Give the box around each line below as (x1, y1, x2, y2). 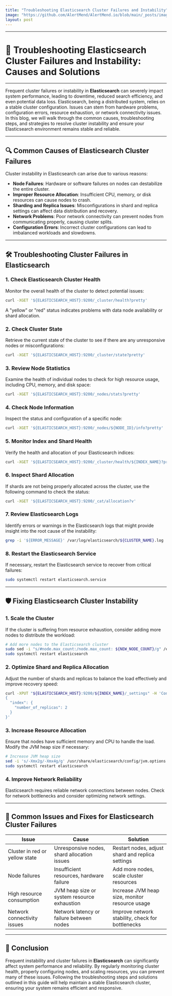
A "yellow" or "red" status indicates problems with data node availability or (5, 307, 163, 313)
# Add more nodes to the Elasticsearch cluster (5, 642, 109, 647)
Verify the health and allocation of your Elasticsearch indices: (5, 449, 135, 456)
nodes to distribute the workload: (5, 632, 75, 638)
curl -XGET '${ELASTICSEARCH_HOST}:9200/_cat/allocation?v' (5, 498, 137, 504)
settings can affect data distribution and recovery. (12, 208, 118, 214)
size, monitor (112, 893, 144, 900)
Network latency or (54, 908, 100, 915)
